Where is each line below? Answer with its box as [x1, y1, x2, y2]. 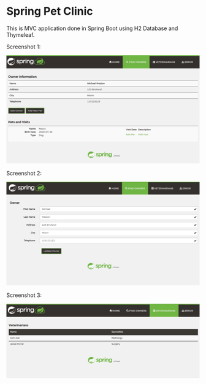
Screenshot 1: [6, 43, 41, 50]
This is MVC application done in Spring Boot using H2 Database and [6, 25, 178, 32]
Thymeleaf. [6, 31, 35, 38]
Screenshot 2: [6, 170, 42, 177]
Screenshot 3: [6, 291, 42, 299]
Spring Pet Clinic [6, 4, 93, 18]
